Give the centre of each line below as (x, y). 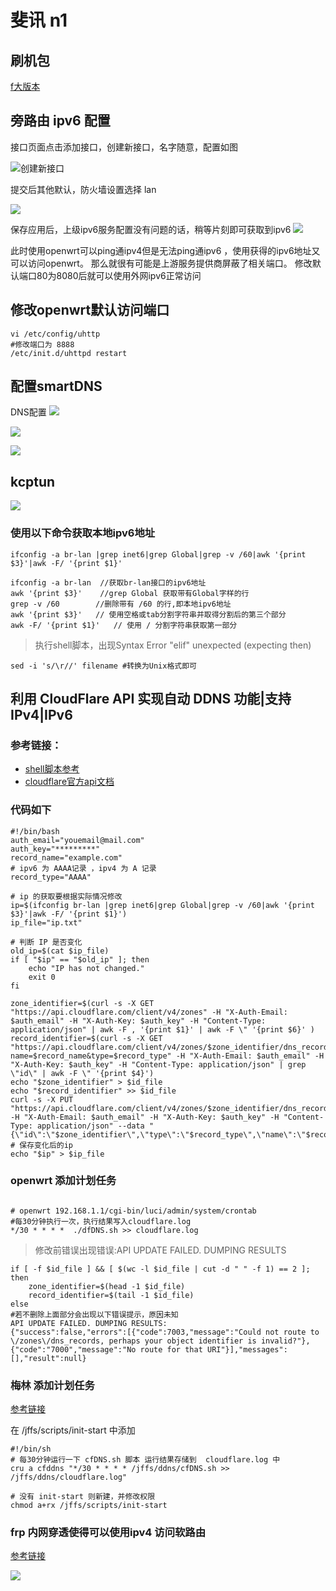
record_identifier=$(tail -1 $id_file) (111, 1295)
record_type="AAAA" (51, 877)
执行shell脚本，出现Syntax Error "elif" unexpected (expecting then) (173, 645)
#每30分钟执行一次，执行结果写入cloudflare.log (101, 1221)
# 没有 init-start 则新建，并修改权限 (83, 1497)
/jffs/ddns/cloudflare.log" (69, 1477)
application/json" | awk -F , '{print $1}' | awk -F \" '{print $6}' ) (162, 1029)
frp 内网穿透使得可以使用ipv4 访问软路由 (108, 1533)
